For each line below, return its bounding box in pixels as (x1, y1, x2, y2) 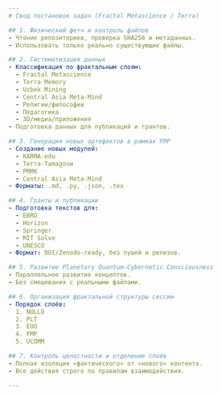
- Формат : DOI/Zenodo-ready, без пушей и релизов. (8, 249, 182, 257)
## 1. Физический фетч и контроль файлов (8, 26, 149, 35)
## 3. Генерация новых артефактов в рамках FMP (8, 137, 171, 145)
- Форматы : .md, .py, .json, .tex (8, 182, 125, 190)
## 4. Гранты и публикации (8, 197, 99, 205)
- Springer (15, 226, 52, 234)
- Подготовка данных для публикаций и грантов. (8, 123, 171, 131)
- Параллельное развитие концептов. (8, 271, 131, 279)
